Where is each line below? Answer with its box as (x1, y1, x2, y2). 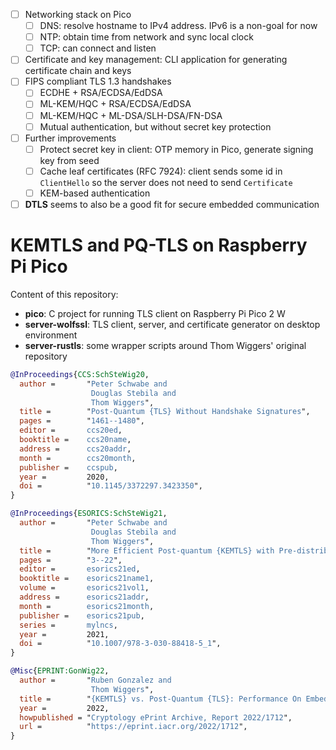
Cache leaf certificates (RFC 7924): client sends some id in (39, 165, 283, 177)
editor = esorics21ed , (19, 564, 141, 574)
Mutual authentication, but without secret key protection (39, 120, 272, 133)
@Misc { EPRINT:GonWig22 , (10, 666, 110, 676)
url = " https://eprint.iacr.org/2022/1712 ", (19, 722, 248, 732)
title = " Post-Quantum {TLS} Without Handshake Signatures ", (19, 407, 311, 417)
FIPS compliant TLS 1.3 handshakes (24, 75, 172, 88)
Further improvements (24, 132, 117, 144)
